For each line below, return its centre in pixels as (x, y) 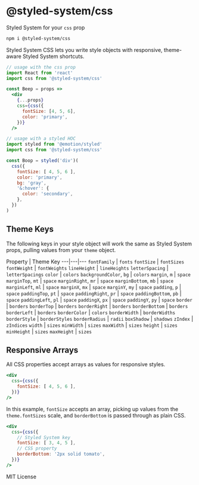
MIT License (21, 477)
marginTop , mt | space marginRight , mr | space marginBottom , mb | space (90, 280)
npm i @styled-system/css (38, 38)
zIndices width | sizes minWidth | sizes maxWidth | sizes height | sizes (92, 325)
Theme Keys (30, 229)
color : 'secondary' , (47, 194)
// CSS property (37, 449)
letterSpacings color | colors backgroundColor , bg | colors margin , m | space (98, 274)
